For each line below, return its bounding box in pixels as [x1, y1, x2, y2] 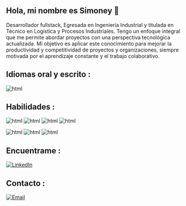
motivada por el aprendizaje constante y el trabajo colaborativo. [6, 52, 160, 59]
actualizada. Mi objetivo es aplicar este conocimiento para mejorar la [6, 40, 172, 47]
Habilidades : [6, 102, 56, 112]
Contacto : [6, 178, 46, 188]
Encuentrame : [6, 146, 61, 156]
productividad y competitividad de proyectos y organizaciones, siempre [6, 46, 180, 53]
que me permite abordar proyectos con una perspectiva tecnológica [6, 33, 171, 41]
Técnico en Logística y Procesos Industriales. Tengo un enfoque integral [6, 28, 180, 35]
